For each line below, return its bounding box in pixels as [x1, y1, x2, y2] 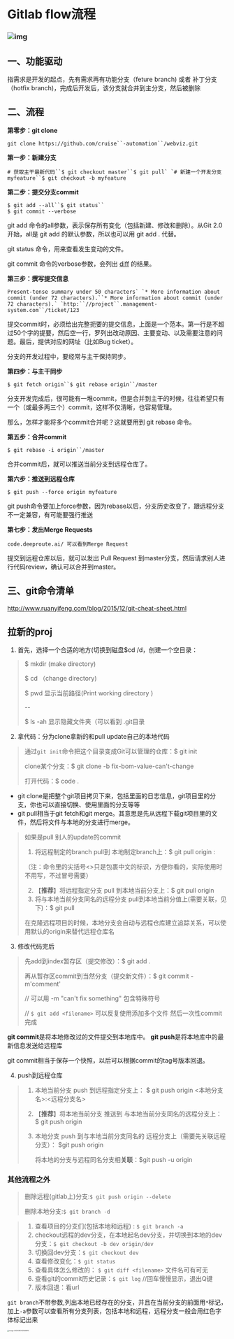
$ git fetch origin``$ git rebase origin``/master [7, 381, 158, 388]
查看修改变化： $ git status [34, 1256, 116, 1265]
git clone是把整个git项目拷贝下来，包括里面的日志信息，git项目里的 [17, 792, 210, 800]
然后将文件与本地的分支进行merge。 [29, 818, 135, 826]
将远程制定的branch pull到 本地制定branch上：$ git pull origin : [34, 848, 216, 856]
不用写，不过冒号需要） [24, 872, 92, 880]
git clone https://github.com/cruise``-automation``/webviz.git [7, 140, 198, 147]
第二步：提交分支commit [7, 187, 79, 196]
